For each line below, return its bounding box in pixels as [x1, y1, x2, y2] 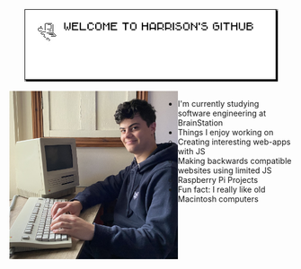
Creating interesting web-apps [178, 136, 291, 147]
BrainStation [178, 117, 224, 128]
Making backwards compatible [178, 156, 292, 166]
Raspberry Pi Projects [178, 175, 259, 185]
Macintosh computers [178, 194, 259, 204]
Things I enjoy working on [178, 127, 274, 137]
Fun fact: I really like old [178, 184, 266, 195]
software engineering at [178, 108, 267, 118]
